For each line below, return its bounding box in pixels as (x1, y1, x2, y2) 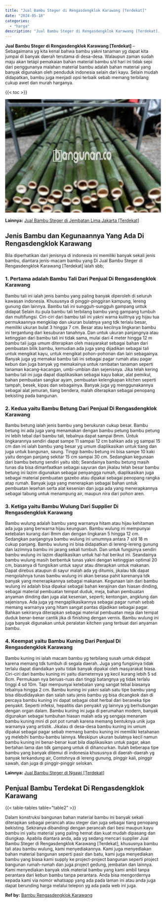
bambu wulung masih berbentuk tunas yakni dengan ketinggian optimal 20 (5, 557, 157, 563)
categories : (5, 18, 30, 23)
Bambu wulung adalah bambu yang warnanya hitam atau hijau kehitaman (5, 520, 154, 526)
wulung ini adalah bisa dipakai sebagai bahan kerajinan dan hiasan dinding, (5, 583, 158, 589)
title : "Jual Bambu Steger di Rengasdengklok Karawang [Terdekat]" (5, 8, 147, 13)
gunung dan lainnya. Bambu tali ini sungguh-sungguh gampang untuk (5, 303, 147, 309)
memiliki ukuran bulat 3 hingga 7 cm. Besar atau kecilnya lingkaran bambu (5, 324, 157, 330)
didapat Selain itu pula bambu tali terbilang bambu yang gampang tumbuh (5, 308, 156, 314)
